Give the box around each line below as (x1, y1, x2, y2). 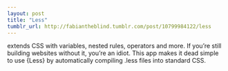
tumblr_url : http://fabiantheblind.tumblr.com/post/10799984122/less (7, 23, 212, 30)
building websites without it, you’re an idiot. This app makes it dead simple (7, 49, 219, 57)
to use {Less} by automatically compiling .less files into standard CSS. (7, 57, 206, 65)
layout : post (7, 10, 45, 17)
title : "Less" (7, 17, 48, 23)
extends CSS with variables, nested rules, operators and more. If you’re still (7, 42, 222, 50)
